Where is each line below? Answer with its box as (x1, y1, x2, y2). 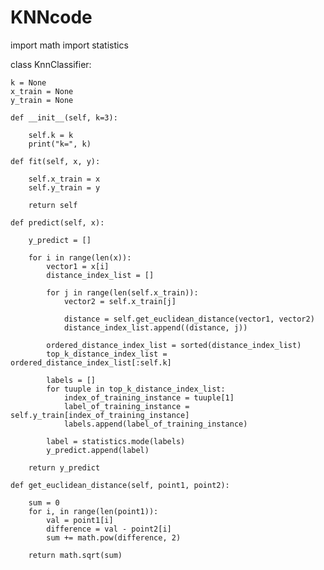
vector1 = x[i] (46, 261, 110, 271)
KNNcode (10, 6, 93, 29)
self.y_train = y (28, 182, 101, 193)
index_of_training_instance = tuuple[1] (63, 392, 235, 403)
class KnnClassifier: (10, 58, 92, 70)
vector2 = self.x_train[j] (63, 296, 177, 306)
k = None (10, 77, 47, 88)
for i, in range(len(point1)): (28, 506, 159, 516)
